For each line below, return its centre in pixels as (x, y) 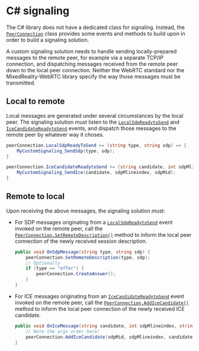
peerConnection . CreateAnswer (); (76, 274)
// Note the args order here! (63, 331)
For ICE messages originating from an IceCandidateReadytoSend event (99, 296)
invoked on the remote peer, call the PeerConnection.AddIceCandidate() (102, 302)
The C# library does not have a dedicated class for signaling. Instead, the (96, 27)
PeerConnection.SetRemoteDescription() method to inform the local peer (103, 234)
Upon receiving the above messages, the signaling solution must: (86, 211)
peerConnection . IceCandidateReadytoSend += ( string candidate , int (91, 167)
